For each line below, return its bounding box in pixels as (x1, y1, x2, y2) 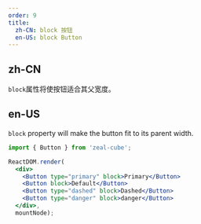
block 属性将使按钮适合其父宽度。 (8, 84, 115, 94)
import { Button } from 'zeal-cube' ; (8, 143, 132, 152)
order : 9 (8, 11, 37, 20)
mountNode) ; (15, 209, 55, 217)
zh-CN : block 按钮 (15, 26, 73, 34)
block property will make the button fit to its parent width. (8, 128, 194, 138)
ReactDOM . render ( (8, 158, 65, 166)
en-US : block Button (15, 33, 82, 42)
